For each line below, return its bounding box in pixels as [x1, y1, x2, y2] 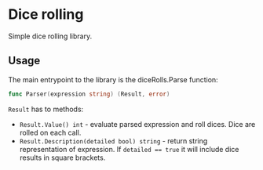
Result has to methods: [8, 104, 84, 114]
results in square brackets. [19, 153, 106, 162]
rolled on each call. [19, 128, 82, 137]
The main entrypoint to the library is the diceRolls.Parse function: [8, 74, 218, 84]
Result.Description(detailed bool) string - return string [19, 136, 208, 146]
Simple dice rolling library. [8, 31, 93, 41]
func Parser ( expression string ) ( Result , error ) [8, 90, 170, 98]
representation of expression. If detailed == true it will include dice [19, 144, 239, 154]
